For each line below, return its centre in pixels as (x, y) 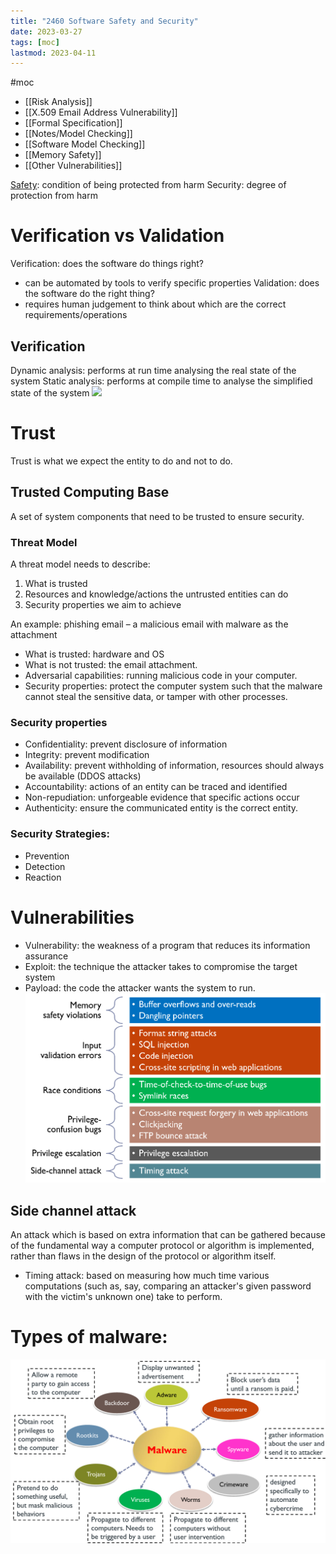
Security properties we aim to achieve (103, 605)
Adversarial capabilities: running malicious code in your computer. (161, 676)
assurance (46, 956)
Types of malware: (89, 1337)
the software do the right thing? (89, 294)
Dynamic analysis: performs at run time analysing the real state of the (153, 370)
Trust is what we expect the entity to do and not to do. (121, 461)
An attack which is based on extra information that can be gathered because (168, 1235)
